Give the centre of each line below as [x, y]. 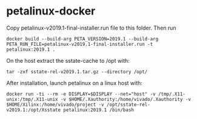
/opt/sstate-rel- [128, 105]
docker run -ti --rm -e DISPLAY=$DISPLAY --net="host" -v [81, 94]
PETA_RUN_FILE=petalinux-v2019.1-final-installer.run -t [80, 44]
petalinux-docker [51, 11]
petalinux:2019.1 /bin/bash [99, 110]
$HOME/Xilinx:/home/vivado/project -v [55, 105]
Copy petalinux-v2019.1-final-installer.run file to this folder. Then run [92, 28]
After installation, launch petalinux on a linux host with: [74, 83]
